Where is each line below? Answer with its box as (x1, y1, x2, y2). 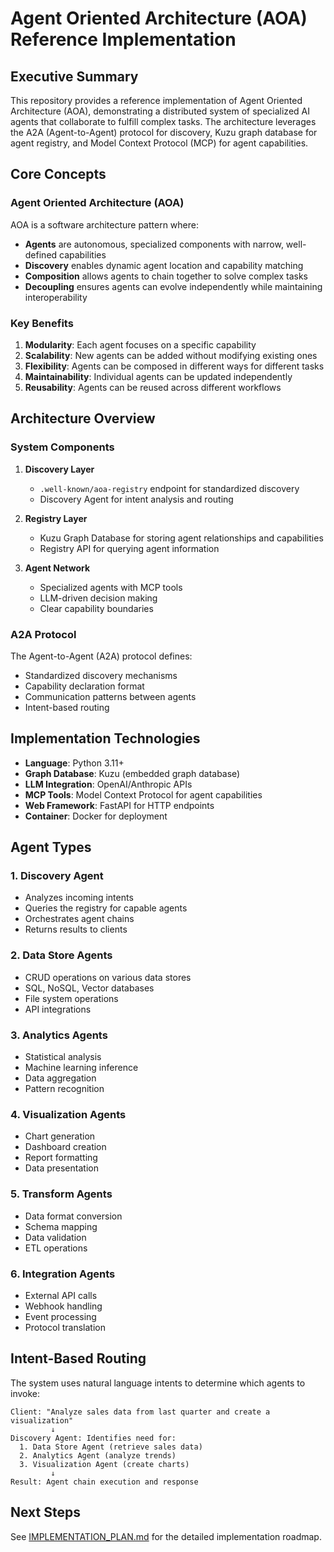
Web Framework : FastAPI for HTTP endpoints (24, 799, 215, 811)
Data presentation (24, 1162, 99, 1174)
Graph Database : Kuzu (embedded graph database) (24, 767, 241, 779)
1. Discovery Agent (10, 869, 104, 883)
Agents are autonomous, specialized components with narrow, (24, 238, 284, 250)
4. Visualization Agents (10, 1107, 127, 1121)
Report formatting (24, 1152, 98, 1164)
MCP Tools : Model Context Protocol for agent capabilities (24, 788, 263, 801)
